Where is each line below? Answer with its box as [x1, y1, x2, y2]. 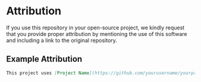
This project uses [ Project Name [6, 70, 90, 76]
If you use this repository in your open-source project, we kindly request [6, 24, 185, 31]
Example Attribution [6, 54, 83, 64]
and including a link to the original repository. [6, 37, 118, 44]
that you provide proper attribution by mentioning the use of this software [6, 30, 187, 37]
